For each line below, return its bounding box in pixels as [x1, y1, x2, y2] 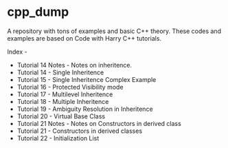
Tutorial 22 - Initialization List [16, 134, 100, 142]
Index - [7, 47, 27, 56]
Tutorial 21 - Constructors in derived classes [16, 127, 143, 135]
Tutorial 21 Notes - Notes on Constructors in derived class [16, 119, 182, 127]
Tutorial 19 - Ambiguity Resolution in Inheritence [16, 105, 153, 113]
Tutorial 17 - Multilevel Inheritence [16, 90, 113, 98]
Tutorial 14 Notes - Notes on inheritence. [16, 61, 133, 69]
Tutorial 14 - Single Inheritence [16, 68, 104, 76]
